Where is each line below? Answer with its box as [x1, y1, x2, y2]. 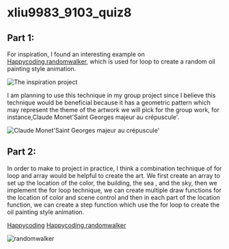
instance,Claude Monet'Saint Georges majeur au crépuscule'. [7, 113, 180, 121]
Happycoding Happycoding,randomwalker [7, 221, 126, 229]
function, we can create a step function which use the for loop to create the [7, 200, 220, 209]
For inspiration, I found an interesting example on [7, 50, 146, 58]
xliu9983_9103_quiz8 [7, 5, 132, 21]
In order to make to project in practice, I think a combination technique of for [7, 164, 222, 172]
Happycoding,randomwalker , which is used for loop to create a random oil [7, 57, 215, 66]
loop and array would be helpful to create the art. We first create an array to [7, 171, 221, 179]
